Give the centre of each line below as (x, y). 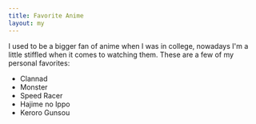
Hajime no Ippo (45, 104)
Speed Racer (41, 95)
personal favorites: (39, 63)
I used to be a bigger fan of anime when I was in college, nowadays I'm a (128, 46)
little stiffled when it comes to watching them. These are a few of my (121, 54)
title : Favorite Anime (46, 16)
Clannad (34, 78)
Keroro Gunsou (45, 112)
